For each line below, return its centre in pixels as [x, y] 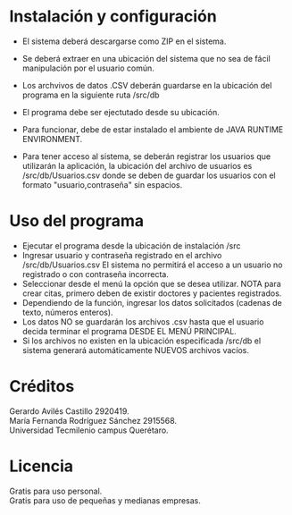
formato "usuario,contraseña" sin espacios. [102, 184]
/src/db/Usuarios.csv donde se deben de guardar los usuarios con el [149, 175]
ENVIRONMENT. [52, 139]
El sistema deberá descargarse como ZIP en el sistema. [124, 41]
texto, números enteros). [67, 312]
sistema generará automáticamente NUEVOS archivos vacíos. [136, 350]
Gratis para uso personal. [56, 491]
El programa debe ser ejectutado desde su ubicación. [121, 112]
